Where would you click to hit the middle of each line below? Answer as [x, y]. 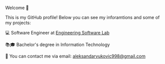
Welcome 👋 [17, 8]
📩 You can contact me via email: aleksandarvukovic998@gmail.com [75, 56]
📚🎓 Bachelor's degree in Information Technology [58, 44]
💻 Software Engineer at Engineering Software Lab [57, 33]
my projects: [18, 23]
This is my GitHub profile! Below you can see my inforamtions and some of [82, 17]
